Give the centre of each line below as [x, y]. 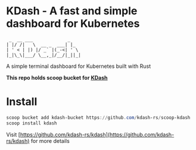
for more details [50, 140]
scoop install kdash [32, 123]
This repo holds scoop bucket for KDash [57, 77]
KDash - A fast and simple [72, 11]
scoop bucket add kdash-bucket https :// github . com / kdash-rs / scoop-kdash [98, 117]
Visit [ [13, 135]
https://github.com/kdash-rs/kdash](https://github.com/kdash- [97, 135]
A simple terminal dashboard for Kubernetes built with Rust [78, 66]
